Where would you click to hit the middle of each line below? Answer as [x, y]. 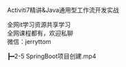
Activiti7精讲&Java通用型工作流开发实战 [63, 10]
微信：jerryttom [29, 42]
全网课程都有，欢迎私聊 [40, 33]
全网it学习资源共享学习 [39, 25]
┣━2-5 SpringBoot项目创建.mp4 [52, 56]
